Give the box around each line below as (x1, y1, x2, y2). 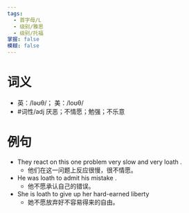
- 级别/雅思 (13, 23, 44, 30)
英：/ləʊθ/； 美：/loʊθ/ (17, 99, 84, 107)
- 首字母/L (13, 17, 42, 24)
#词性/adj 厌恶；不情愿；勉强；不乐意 (17, 107, 125, 115)
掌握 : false (7, 36, 39, 43)
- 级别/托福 (13, 29, 44, 37)
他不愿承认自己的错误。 (27, 182, 95, 190)
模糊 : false (7, 42, 39, 49)
